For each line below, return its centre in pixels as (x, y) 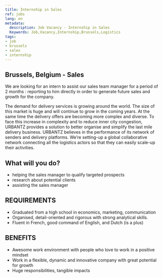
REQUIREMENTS (30, 200)
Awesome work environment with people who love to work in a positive (83, 250)
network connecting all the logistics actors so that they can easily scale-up (80, 142)
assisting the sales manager (40, 185)
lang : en (14, 19)
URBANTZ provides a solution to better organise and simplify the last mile (79, 127)
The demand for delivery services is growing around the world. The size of (80, 106)
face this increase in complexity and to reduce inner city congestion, (74, 122)
